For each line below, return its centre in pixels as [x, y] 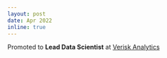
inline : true [27, 27]
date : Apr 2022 [30, 21]
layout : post [27, 14]
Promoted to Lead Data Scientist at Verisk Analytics [83, 47]
